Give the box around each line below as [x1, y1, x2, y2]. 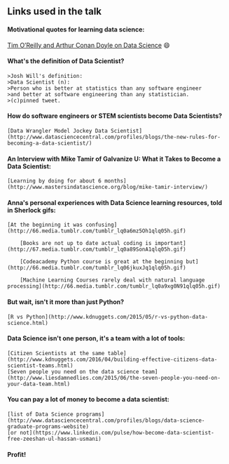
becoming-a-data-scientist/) [7, 140, 92, 147]
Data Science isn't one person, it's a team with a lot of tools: [7, 334, 186, 343]
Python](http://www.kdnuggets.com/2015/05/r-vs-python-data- [25, 313, 209, 320]
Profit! [7, 450, 27, 458]
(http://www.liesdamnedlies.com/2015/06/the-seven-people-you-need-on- [7, 374, 221, 381]
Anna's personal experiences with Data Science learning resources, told [7, 198, 223, 206]
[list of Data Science [7, 411, 74, 418]
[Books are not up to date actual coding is [20, 240, 152, 247]
